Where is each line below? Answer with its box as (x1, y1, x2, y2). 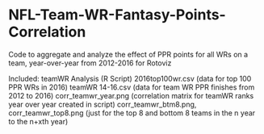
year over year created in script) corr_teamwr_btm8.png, (8, 99, 197, 109)
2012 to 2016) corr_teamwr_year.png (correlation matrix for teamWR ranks (8, 90, 254, 100)
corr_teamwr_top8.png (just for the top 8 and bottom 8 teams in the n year (8, 107, 256, 118)
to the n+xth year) (8, 116, 69, 126)
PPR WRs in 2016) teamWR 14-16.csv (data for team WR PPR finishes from (8, 82, 255, 92)
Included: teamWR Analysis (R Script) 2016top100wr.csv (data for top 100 (8, 73, 252, 83)
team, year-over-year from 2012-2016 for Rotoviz (8, 58, 172, 68)
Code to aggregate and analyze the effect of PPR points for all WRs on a (8, 49, 249, 59)
